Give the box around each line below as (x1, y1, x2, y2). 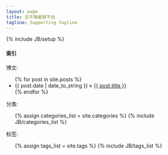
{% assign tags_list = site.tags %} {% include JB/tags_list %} (14, 142, 163, 149)
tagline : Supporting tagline (6, 19, 78, 25)
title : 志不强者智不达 (6, 14, 56, 20)
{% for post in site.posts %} (14, 76, 82, 83)
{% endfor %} (14, 88, 49, 95)
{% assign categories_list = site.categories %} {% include (14, 112, 154, 119)
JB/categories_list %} (14, 118, 68, 125)
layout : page (6, 8, 38, 15)
